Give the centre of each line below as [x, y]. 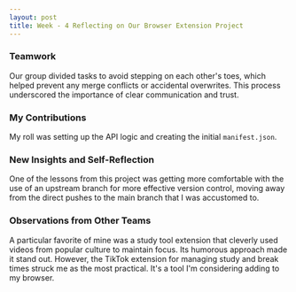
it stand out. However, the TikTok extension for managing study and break [144, 258]
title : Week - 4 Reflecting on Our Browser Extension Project [126, 26]
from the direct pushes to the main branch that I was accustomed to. [134, 198]
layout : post [33, 17]
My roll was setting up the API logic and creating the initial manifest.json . [143, 137]
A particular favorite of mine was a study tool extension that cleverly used [144, 240]
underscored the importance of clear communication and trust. [124, 95]
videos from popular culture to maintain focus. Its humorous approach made [148, 250]
